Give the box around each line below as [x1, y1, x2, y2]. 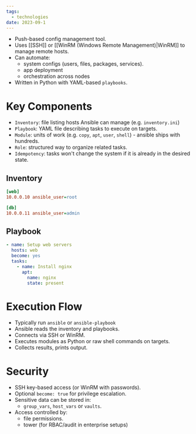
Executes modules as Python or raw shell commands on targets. [14, 338, 170, 345]
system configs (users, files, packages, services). [23, 60, 144, 67]
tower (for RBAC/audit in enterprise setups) [23, 421, 128, 428]
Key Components [6, 100, 93, 113]
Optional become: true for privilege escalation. [14, 390, 127, 397]
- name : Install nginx [16, 264, 72, 269]
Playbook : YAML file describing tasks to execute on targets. [14, 125, 158, 132]
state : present [27, 280, 65, 286]
